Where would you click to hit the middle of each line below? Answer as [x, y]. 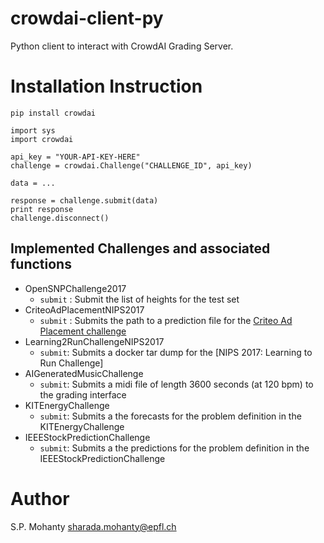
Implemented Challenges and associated [140, 248]
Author [40, 498]
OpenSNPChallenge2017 [75, 288]
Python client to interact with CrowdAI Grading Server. [122, 46]
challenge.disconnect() [60, 218]
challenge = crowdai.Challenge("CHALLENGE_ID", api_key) [131, 165]
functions [41, 264]
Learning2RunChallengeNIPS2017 [94, 341]
